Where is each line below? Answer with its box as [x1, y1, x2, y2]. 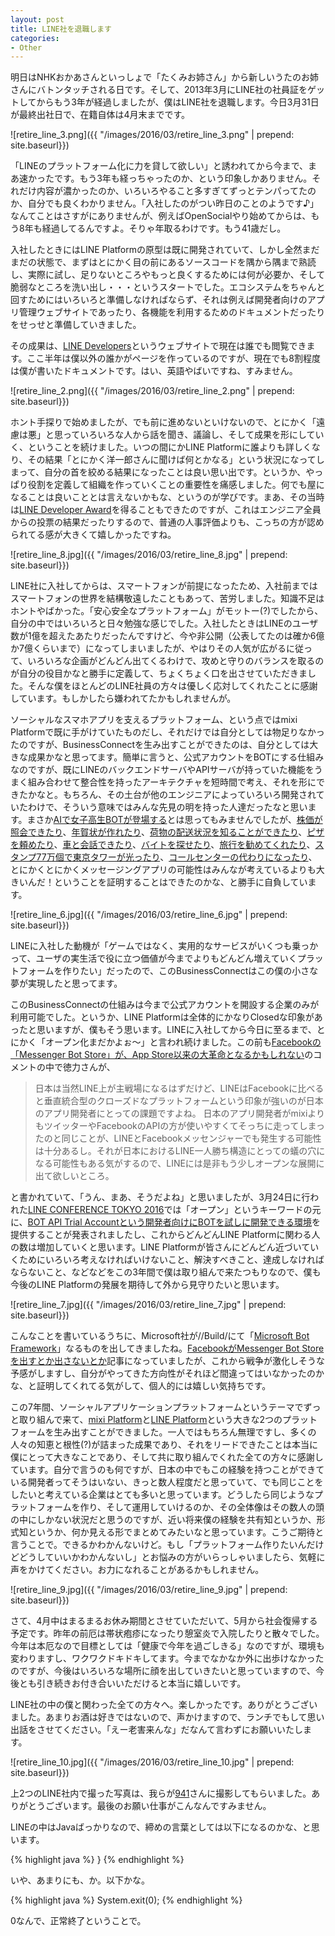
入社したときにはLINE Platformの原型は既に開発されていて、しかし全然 [10, 244, 303, 256]
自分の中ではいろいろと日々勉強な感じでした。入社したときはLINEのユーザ [10, 617, 319, 630]
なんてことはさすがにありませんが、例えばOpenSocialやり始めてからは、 [10, 210, 312, 222]
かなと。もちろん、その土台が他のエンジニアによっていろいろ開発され [27, 789, 317, 801]
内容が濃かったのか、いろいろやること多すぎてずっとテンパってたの [36, 185, 317, 197]
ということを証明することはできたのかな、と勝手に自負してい [53, 876, 308, 888]
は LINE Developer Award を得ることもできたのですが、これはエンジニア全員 [10, 504, 322, 516]
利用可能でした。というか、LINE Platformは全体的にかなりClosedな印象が [10, 1011, 315, 1023]
